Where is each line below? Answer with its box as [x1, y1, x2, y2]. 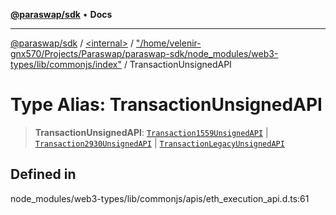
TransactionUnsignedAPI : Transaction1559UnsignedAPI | [34, 126, 269, 138]
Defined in [10, 166, 77, 183]
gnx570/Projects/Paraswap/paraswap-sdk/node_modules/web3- [10, 48, 279, 59]
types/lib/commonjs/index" [10, 59, 122, 70]
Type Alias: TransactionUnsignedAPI [10, 94, 323, 116]
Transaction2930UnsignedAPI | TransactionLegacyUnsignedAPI [34, 137, 285, 149]
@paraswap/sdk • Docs [10, 9, 113, 20]
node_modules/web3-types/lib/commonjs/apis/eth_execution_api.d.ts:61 [10, 192, 310, 204]
